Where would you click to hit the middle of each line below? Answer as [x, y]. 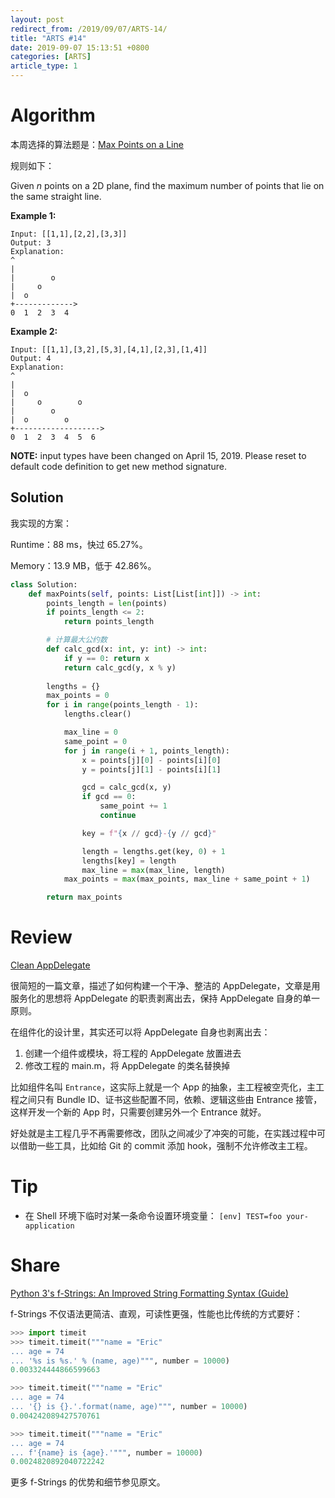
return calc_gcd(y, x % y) [120, 667]
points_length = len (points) [107, 603]
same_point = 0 [95, 741]
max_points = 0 [78, 696]
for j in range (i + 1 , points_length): [146, 751]
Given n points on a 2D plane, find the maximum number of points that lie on [167, 185]
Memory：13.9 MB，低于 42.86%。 [83, 565]
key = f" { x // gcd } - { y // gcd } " [149, 833]
